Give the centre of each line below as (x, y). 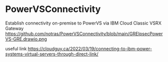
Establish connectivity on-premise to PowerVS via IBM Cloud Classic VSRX (83, 23)
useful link (16, 48)
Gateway (14, 28)
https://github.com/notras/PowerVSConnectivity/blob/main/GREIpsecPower (84, 33)
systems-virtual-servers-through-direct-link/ (52, 54)
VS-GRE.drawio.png (26, 39)
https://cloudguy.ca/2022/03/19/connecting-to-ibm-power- (90, 48)
